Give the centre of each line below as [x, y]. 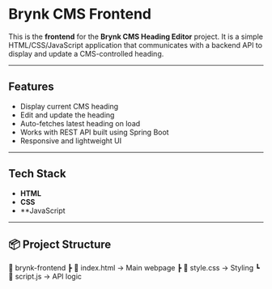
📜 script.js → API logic [45, 277]
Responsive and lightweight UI [71, 140]
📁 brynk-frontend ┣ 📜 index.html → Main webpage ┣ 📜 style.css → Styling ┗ [134, 268]
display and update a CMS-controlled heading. [86, 53]
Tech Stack [37, 174]
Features [31, 87]
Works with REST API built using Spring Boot [94, 132]
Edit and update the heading [67, 115]
